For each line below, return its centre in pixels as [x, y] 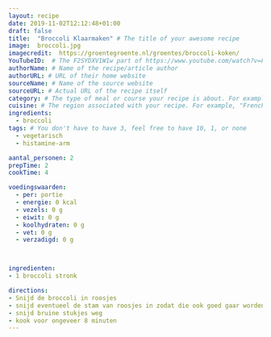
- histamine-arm [43, 143]
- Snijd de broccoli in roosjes [63, 298]
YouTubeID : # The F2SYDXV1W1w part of [75, 61]
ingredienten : [32, 268]
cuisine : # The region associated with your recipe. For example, [122, 106]
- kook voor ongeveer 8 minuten [63, 320]
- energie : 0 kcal [47, 202]
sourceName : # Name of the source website [81, 83]
